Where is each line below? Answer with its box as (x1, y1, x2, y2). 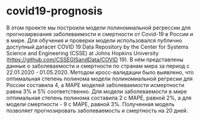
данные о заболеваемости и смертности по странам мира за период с (6, 62, 190, 70)
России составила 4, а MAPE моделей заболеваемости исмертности (6, 81, 185, 88)
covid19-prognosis (6, 4, 103, 18)
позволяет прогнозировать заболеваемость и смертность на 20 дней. (6, 107, 189, 114)
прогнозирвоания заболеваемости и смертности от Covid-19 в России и (6, 30, 193, 37)
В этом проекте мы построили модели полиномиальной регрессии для (6, 24, 191, 31)
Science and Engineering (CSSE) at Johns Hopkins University (6, 49, 159, 56)
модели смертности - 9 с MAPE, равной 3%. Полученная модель (6, 100, 175, 107)
